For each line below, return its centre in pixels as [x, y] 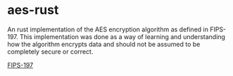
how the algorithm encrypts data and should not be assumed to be [104, 44]
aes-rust [33, 10]
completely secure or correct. [50, 52]
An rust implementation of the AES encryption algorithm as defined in [108, 29]
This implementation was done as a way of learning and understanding [122, 36]
